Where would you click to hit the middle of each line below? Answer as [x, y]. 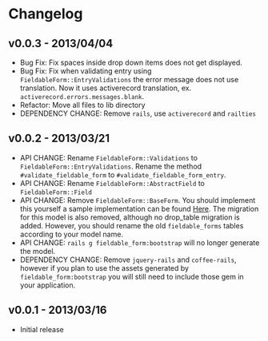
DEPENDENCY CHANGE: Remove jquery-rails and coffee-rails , [128, 260]
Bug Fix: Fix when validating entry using [86, 71]
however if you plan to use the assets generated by [104, 268]
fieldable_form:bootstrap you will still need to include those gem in [132, 276]
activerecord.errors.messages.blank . [82, 96]
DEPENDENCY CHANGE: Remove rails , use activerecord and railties [138, 113]
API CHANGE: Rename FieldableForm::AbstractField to [112, 183]
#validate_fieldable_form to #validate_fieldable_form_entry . [123, 174]
